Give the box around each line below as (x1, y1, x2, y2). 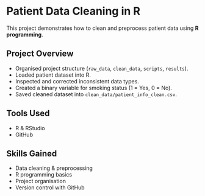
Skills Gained (6, 148, 57, 159)
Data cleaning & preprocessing (15, 164, 93, 172)
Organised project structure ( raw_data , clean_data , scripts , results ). (15, 65, 189, 72)
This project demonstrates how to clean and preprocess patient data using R (6, 24, 199, 32)
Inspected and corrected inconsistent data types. (15, 77, 139, 85)
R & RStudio (15, 124, 45, 131)
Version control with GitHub (15, 184, 85, 191)
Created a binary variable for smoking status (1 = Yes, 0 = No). (15, 84, 173, 91)
